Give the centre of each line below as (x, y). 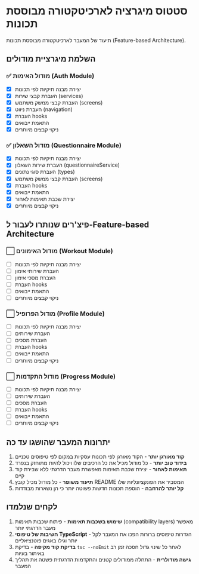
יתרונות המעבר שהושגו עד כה (58, 442)
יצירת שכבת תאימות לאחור (45, 199)
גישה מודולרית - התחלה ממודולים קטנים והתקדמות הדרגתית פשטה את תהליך (103, 559)
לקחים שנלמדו (32, 507)
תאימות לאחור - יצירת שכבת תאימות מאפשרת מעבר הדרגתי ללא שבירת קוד (101, 469)
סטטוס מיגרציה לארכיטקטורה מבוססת (97, 11)
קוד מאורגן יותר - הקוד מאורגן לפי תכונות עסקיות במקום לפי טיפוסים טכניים (99, 457)
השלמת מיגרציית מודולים (51, 59)
